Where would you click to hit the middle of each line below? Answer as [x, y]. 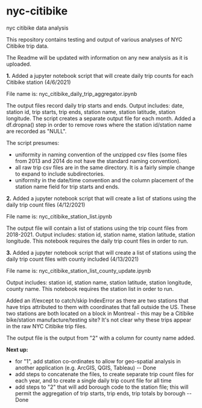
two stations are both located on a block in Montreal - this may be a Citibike [100, 313]
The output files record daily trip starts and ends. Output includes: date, [95, 105]
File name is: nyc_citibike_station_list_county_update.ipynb [79, 270]
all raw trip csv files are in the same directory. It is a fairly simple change [105, 167]
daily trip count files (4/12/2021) [46, 205]
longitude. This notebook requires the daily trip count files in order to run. [97, 241]
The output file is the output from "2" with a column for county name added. [101, 338]
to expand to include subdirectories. [60, 174]
